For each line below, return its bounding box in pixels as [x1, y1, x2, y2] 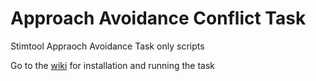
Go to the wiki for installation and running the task [10, 59, 215, 71]
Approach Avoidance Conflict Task [10, 7, 307, 30]
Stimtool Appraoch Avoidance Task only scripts [10, 40, 205, 52]
